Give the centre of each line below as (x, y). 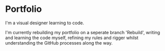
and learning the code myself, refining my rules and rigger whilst (72, 38)
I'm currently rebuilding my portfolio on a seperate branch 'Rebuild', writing (83, 32)
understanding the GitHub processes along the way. (59, 43)
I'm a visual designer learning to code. (45, 23)
